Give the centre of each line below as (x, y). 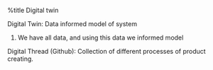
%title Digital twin (33, 10)
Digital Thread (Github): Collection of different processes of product (106, 51)
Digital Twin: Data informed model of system (72, 24)
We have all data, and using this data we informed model (100, 37)
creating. (21, 59)
